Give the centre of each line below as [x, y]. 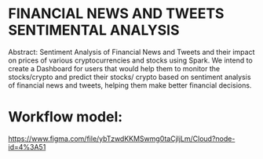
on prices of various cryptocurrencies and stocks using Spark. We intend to [130, 60]
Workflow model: [66, 117]
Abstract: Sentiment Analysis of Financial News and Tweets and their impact [131, 52]
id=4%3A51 [27, 146]
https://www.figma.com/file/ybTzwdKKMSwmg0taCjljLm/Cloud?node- [122, 139]
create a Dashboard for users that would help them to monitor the [114, 68]
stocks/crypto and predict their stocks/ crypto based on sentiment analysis [130, 77]
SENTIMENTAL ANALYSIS [94, 30]
